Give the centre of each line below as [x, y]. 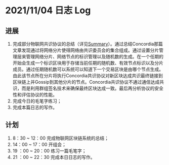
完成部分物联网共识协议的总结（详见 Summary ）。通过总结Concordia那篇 [88, 44]
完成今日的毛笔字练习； [37, 101]
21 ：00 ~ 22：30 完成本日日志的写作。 [54, 157]
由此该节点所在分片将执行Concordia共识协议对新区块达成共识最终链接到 [88, 76]
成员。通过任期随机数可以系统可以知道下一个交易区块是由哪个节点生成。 [88, 69]
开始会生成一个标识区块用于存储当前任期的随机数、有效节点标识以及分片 [88, 63]
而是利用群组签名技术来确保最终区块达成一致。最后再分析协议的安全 [92, 88]
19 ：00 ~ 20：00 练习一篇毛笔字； [49, 151]
